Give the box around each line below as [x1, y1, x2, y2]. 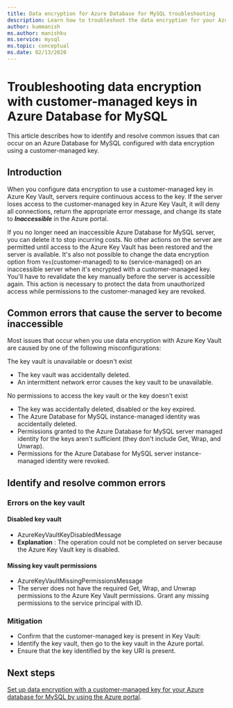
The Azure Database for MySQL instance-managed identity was [17, 412, 200, 421]
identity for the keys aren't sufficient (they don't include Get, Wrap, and [17, 435, 221, 443]
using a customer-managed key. [7, 146, 99, 154]
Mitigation [7, 616, 43, 626]
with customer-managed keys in [7, 94, 198, 110]
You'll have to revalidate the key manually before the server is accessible [7, 272, 216, 280]
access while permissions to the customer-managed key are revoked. [7, 287, 206, 296]
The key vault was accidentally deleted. [17, 371, 130, 379]
